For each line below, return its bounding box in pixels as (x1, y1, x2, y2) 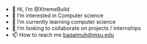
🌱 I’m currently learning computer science (11, 18, 116, 25)
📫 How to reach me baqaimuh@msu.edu (11, 32, 115, 38)
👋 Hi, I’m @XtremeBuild (11, 6, 70, 12)
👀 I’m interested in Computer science (11, 12, 104, 19)
